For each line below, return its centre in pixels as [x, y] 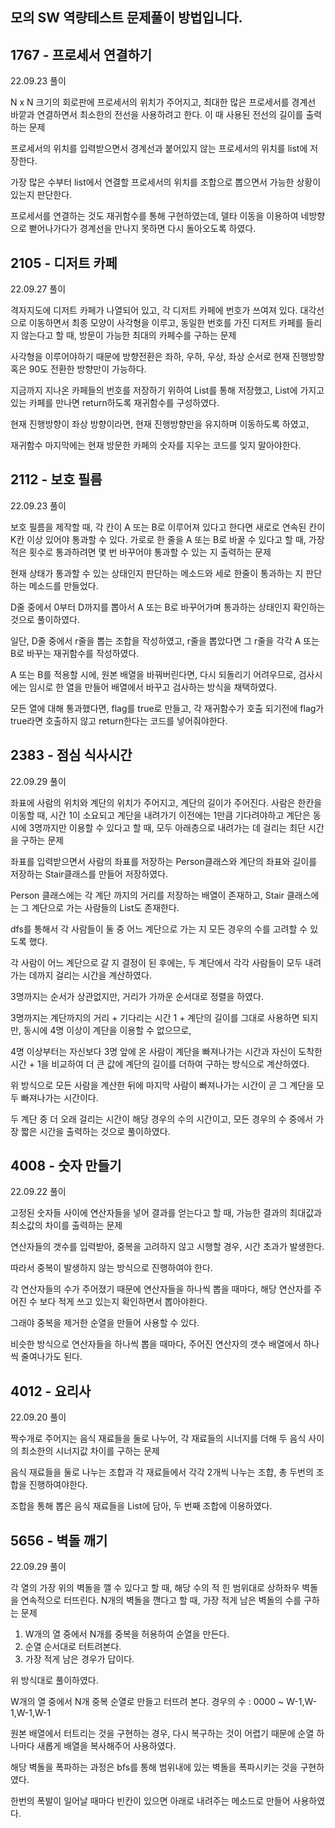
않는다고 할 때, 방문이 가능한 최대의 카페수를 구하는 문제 [128, 335]
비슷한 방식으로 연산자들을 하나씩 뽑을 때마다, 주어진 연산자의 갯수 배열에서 [156, 1344]
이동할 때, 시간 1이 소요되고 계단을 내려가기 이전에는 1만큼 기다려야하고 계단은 [160, 815]
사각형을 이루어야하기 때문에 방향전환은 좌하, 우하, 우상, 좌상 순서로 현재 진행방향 [167, 357]
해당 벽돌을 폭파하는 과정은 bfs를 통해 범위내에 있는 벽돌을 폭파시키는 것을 [154, 1767]
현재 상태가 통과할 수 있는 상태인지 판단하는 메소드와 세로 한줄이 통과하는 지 [157, 573]
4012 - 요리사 [51, 1391]
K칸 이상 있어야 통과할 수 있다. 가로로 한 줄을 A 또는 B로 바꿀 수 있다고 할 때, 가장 [167, 539]
